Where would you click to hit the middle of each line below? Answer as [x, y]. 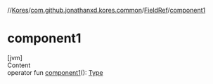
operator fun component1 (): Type [55, 72]
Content [19, 65]
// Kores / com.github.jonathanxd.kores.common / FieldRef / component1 [106, 10]
